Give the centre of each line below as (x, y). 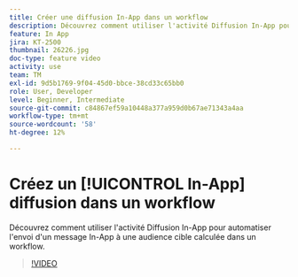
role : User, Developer (51, 91)
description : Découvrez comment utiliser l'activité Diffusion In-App (142, 26)
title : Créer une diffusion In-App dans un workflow (109, 17)
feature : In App (39, 34)
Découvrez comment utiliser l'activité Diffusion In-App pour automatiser (141, 227)
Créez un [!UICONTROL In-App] (127, 185)
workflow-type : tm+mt (49, 116)
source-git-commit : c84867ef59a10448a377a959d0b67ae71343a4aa (126, 108)
